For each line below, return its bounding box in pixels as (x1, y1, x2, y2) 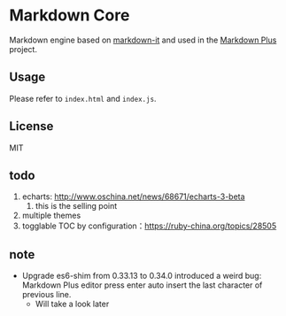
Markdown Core (9, 5, 130, 26)
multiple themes (21, 210, 81, 221)
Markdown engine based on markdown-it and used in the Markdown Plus (9, 35, 277, 45)
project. (9, 43, 38, 54)
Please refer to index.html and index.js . (9, 93, 157, 104)
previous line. (21, 289, 72, 300)
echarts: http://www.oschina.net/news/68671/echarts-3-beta (21, 191, 245, 202)
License (9, 119, 54, 134)
